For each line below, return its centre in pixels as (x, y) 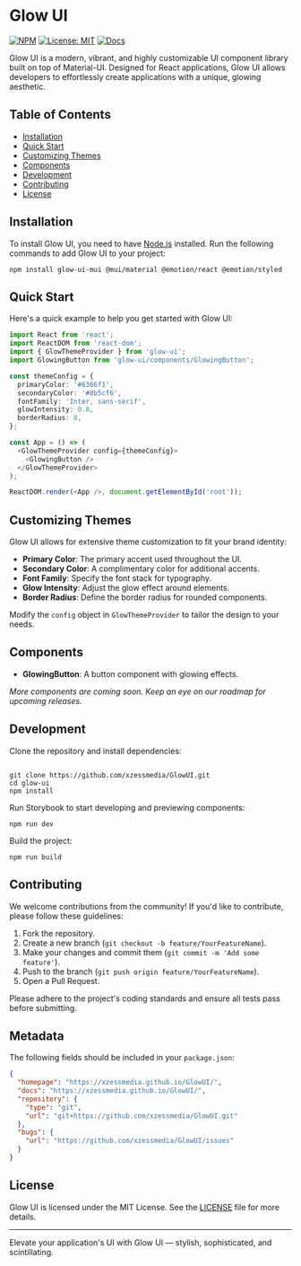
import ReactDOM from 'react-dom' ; (76, 343)
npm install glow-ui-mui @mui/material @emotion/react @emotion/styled (146, 269)
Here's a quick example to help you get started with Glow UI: (121, 319)
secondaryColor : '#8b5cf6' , (70, 393)
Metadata (37, 1036)
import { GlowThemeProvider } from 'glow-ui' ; (98, 352)
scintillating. (31, 1252)
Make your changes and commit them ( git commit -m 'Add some (141, 952)
